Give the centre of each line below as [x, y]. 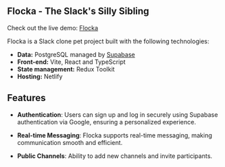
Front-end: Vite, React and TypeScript [71, 62]
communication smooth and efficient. [70, 142]
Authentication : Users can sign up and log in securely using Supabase [117, 114]
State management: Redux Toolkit [66, 69]
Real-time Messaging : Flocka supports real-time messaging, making [115, 135]
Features [26, 98]
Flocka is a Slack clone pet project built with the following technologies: [108, 41]
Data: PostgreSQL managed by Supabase [76, 54]
